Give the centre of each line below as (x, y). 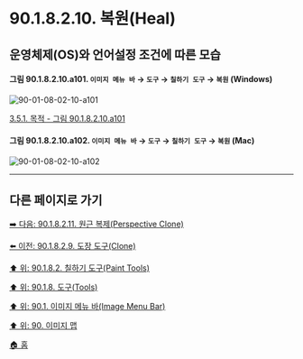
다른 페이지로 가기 (56, 201)
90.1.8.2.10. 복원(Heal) (92, 18)
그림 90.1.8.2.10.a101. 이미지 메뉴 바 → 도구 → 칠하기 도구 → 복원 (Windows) (141, 79)
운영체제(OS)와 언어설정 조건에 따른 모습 (115, 55)
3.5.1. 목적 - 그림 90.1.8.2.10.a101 (68, 118)
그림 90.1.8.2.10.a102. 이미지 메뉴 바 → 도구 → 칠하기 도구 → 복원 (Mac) (132, 141)
